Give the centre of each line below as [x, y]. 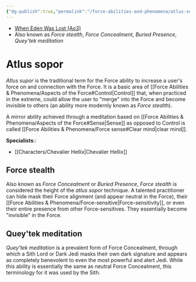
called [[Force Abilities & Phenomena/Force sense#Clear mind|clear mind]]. [97, 129]
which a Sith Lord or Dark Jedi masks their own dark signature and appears [97, 254]
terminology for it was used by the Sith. [53, 273]
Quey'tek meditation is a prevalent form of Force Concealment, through [92, 248]
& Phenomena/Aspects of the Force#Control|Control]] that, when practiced [96, 93]
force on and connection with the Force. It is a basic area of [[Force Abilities [97, 87]
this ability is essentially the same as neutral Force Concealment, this [89, 266]
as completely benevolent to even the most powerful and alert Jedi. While [94, 260]
